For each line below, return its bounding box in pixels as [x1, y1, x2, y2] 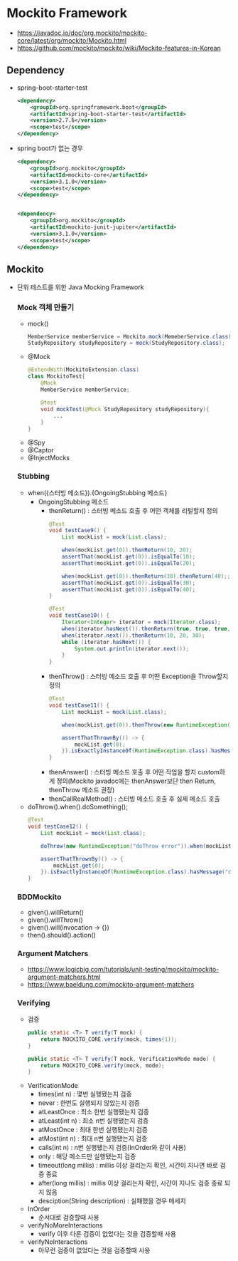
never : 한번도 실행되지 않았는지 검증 [38, 1099, 140, 1107]
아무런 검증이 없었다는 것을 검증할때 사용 [38, 1246, 151, 1255]
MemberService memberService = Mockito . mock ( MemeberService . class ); [27, 333, 235, 340]
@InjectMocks [27, 454, 70, 462]
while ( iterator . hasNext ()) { [61, 638, 151, 645]
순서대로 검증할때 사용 [38, 1213, 100, 1222]
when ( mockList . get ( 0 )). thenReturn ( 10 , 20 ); [61, 546, 193, 554]
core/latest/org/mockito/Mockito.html [16, 36, 127, 44]
